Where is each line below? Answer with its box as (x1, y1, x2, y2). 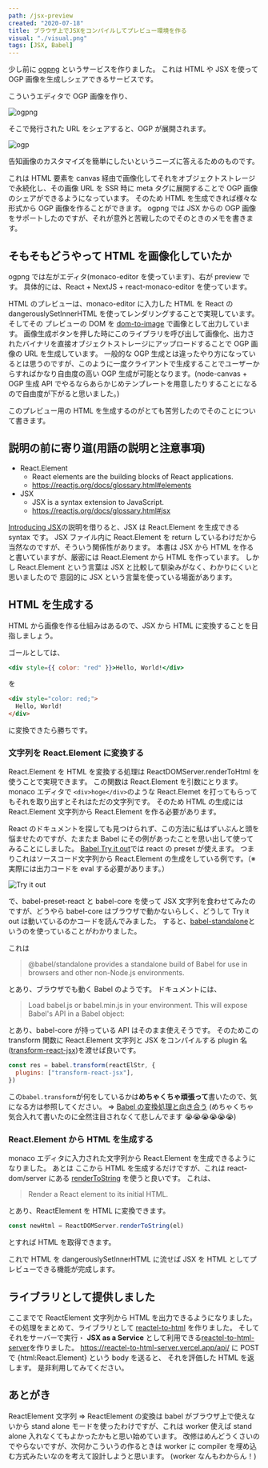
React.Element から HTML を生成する (8, 1134, 154, 1145)
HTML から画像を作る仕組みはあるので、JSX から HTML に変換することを (8, 621, 252, 630)
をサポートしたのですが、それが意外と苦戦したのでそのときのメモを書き (8, 214, 246, 223)
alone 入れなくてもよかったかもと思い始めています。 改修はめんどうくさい (8, 1431, 254, 1441)
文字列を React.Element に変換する (8, 747, 144, 758)
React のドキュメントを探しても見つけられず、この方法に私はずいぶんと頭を (8, 824, 260, 834)
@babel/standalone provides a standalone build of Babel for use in (27, 959, 248, 969)
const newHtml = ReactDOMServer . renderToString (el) (8, 1222, 184, 1230)
